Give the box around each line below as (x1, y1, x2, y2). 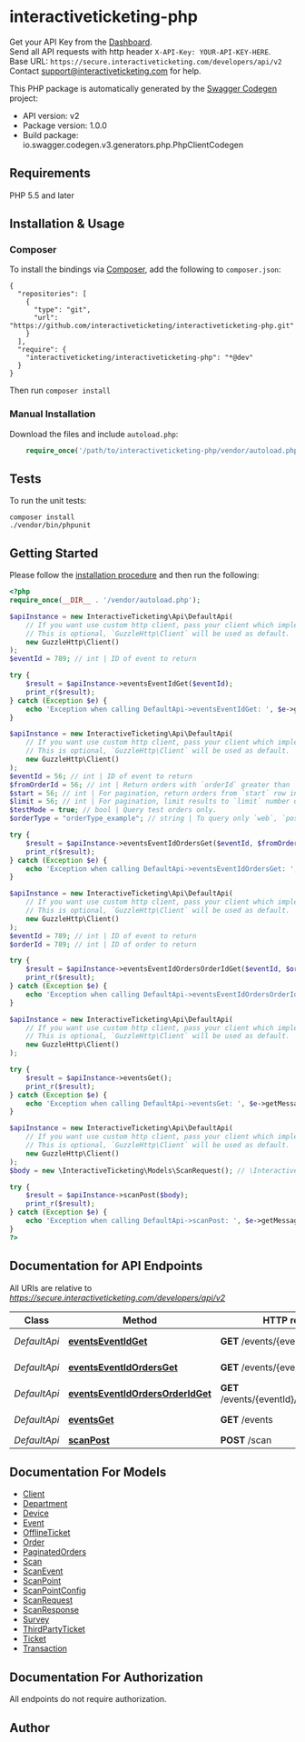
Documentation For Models (9, 1464, 167, 1479)
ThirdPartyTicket (22, 1624, 86, 1635)
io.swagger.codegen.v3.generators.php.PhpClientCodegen (22, 139, 243, 150)
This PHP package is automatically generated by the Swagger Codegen (9, 83, 278, 94)
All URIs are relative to (9, 1282, 93, 1293)
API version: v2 (22, 110, 80, 121)
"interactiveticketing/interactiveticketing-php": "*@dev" (25, 353, 254, 363)
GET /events (220, 1413, 274, 1426)
